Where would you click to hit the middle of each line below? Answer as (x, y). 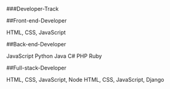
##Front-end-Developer (37, 20)
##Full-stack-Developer (36, 68)
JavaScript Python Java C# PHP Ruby (54, 56)
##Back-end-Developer (36, 44)
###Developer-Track (33, 9)
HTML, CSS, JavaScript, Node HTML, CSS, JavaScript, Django (85, 80)
